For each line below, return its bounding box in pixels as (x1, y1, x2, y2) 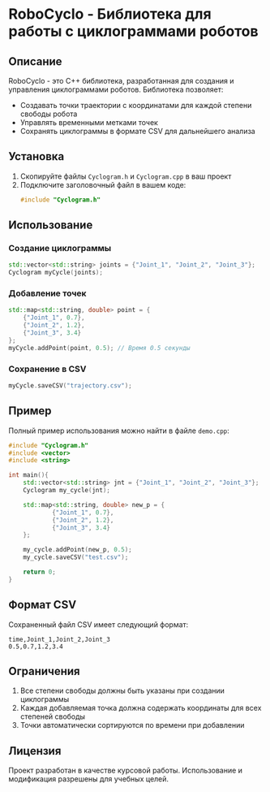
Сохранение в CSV (8, 363, 87, 374)
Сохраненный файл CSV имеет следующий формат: (8, 619, 189, 630)
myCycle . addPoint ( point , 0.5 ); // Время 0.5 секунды (8, 344, 191, 352)
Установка (8, 149, 65, 163)
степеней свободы (19, 712, 86, 721)
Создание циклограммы (8, 243, 112, 253)
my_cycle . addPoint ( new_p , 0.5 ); (23, 546, 132, 554)
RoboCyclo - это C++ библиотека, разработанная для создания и (8, 76, 234, 85)
